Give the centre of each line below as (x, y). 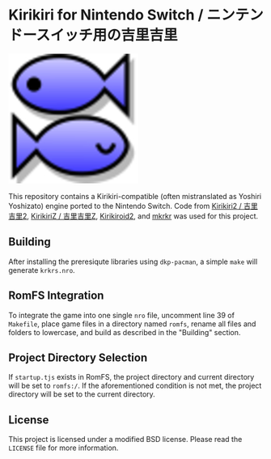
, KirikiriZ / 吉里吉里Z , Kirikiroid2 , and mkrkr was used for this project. (143, 216)
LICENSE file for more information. (64, 448)
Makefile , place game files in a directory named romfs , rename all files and (132, 324)
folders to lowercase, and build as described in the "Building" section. (125, 332)
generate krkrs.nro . (42, 270)
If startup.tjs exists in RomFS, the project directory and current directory (131, 377)
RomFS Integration (56, 296)
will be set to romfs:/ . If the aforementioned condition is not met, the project (135, 386)
